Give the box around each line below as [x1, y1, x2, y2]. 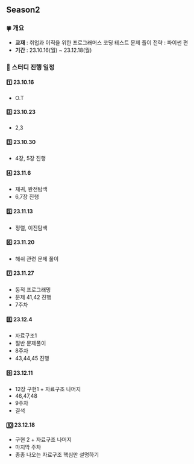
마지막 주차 [14, 443, 42, 451]
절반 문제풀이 [14, 340, 46, 347]
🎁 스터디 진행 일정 [6, 63, 55, 71]
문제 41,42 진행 [14, 293, 52, 301]
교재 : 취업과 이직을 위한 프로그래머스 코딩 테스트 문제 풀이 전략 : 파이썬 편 [14, 39, 189, 46]
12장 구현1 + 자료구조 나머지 [14, 386, 81, 393]
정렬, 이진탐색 [14, 224, 48, 231]
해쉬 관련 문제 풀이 [14, 255, 59, 262]
